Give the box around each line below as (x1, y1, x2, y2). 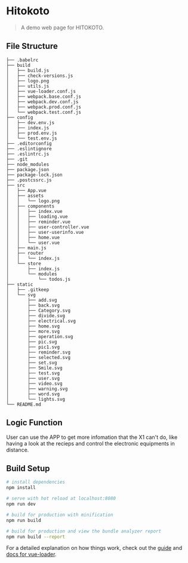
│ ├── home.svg (6, 323, 60, 329)
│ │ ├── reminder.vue (6, 219, 70, 225)
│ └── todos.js (6, 276, 70, 282)
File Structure (6, 41, 58, 51)
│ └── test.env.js (6, 135, 58, 141)
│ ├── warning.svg (6, 386, 68, 392)
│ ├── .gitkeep (6, 286, 50, 293)
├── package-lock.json (6, 172, 63, 178)
